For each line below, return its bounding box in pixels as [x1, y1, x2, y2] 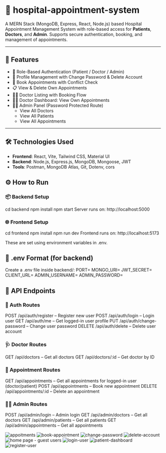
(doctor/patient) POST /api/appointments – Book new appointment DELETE [5, 383, 157, 389]
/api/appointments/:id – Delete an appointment [5, 388, 100, 394]
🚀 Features [5, 55, 39, 64]
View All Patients [19, 113, 54, 119]
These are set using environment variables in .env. [5, 239, 108, 245]
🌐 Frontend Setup [5, 219, 48, 226]
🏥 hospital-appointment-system [5, 4, 140, 16]
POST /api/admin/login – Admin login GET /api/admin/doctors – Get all [5, 411, 148, 417]
